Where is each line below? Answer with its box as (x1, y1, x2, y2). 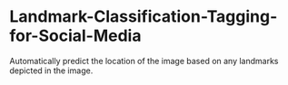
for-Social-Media (9, 25, 142, 46)
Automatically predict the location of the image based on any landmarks (9, 55, 279, 66)
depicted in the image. (9, 65, 94, 76)
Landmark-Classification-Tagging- (9, 6, 278, 27)
